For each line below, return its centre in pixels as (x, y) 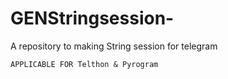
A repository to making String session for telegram (114, 46)
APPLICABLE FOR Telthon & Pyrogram (84, 64)
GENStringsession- (92, 18)
